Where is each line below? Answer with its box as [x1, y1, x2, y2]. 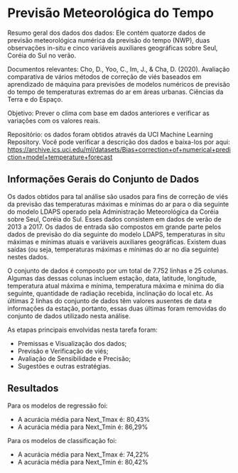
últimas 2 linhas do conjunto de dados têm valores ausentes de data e [7, 296, 212, 305]
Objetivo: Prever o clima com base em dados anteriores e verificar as [7, 109, 210, 117]
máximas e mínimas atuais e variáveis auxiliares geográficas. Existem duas [7, 237, 227, 246]
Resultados [7, 382, 59, 395]
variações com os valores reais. [7, 116, 101, 125]
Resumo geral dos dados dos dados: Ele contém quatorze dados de [7, 28, 206, 37]
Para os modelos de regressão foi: [7, 401, 108, 410]
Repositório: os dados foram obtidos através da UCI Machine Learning [7, 130, 213, 138]
